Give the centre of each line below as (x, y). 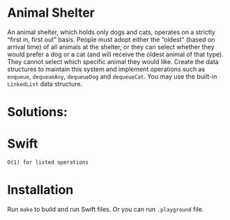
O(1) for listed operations (48, 163)
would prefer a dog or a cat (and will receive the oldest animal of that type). (116, 54)
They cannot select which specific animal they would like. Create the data (113, 61)
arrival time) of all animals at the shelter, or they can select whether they (111, 47)
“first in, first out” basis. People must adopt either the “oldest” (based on (111, 39)
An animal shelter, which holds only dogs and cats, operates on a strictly (112, 32)
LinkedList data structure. (45, 84)
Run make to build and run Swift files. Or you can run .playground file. (106, 209)
